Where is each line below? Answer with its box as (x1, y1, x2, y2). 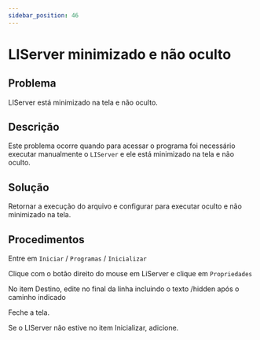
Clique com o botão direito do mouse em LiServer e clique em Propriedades (8, 269, 253, 279)
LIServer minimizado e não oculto (8, 45, 232, 63)
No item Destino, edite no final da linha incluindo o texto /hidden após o (8, 284, 240, 294)
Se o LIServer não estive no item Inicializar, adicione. (8, 323, 179, 333)
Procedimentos (8, 233, 85, 246)
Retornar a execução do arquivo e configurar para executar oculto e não (8, 201, 242, 211)
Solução (8, 180, 49, 194)
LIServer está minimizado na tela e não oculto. (8, 98, 159, 107)
